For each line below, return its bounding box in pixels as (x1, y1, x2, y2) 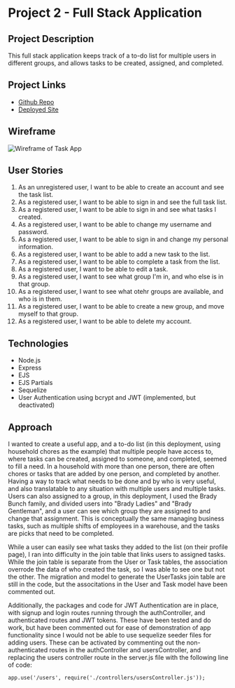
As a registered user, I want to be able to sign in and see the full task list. (17, 198, 227, 206)
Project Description (8, 33, 94, 45)
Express (17, 363, 42, 372)
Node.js (17, 356, 41, 365)
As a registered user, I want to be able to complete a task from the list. (17, 257, 220, 266)
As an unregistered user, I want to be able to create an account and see (17, 183, 225, 191)
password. (17, 228, 49, 236)
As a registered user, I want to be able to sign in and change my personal (17, 235, 229, 243)
